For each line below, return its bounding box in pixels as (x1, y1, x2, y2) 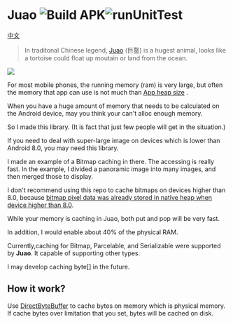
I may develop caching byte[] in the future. (7, 262, 130, 271)
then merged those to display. (7, 172, 93, 180)
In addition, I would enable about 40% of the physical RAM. (7, 228, 178, 236)
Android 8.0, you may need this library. (7, 144, 119, 152)
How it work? (7, 283, 66, 295)
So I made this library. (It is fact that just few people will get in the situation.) (7, 123, 226, 131)
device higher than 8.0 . (7, 201, 74, 209)
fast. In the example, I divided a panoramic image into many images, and (7, 165, 216, 173)
